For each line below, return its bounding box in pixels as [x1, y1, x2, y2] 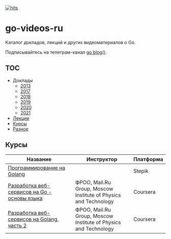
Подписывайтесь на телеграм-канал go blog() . [5, 49, 107, 55]
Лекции [12, 115, 30, 121]
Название [26, 155, 52, 162]
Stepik [133, 167, 149, 175]
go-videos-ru [5, 23, 64, 34]
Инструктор [86, 155, 118, 162]
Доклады [12, 77, 33, 83]
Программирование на [8, 164, 65, 171]
